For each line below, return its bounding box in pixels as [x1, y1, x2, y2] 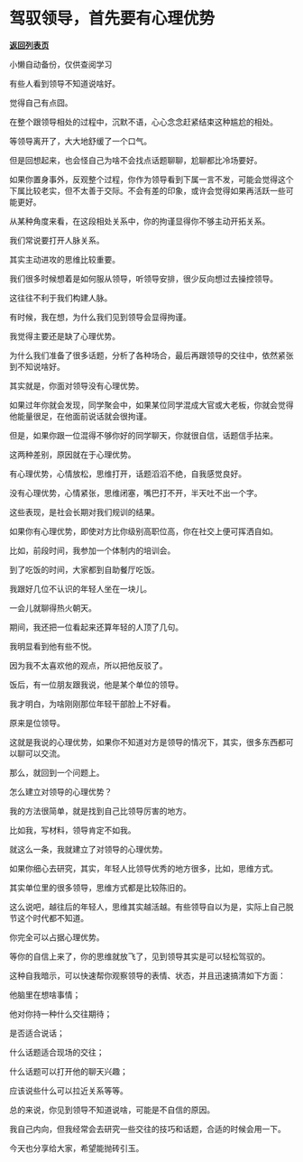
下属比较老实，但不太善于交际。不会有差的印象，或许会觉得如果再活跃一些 [9, 185, 286, 196]
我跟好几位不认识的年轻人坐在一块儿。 [9, 583, 151, 594]
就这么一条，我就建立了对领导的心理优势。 [9, 844, 168, 854]
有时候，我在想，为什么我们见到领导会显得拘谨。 [9, 311, 191, 322]
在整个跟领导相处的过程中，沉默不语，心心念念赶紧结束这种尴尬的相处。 [9, 116, 278, 127]
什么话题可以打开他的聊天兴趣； [9, 1065, 128, 1076]
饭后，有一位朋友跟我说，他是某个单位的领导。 [9, 678, 183, 690]
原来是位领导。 [9, 717, 65, 728]
